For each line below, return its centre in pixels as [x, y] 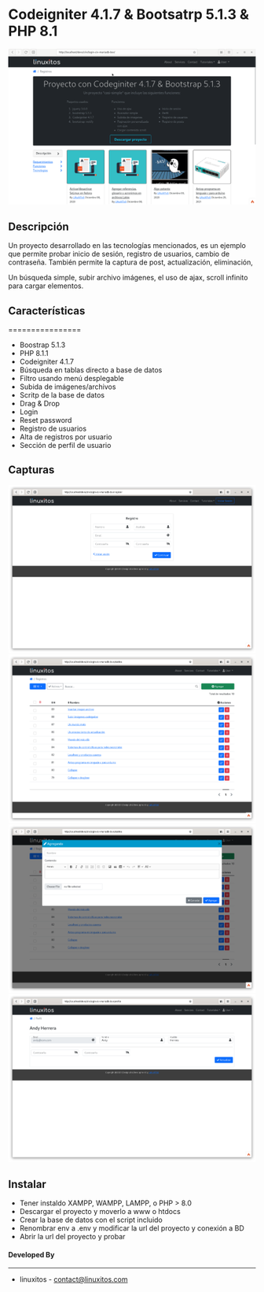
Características [47, 311]
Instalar [27, 1184]
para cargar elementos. [46, 286]
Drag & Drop [40, 404]
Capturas [31, 470]
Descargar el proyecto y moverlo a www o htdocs [100, 1212]
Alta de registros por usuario [66, 437]
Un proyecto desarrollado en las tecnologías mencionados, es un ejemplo [127, 246]
